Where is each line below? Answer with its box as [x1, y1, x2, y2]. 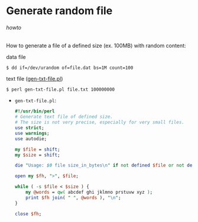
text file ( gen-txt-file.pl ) [6, 75, 63, 82]
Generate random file [6, 4, 113, 18]
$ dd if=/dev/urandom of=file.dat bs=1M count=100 [6, 65, 134, 71]
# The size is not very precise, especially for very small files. [14, 120, 184, 125]
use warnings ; [14, 130, 50, 136]
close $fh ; [14, 211, 42, 217]
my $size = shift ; [14, 152, 60, 158]
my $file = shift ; [14, 146, 60, 153]
